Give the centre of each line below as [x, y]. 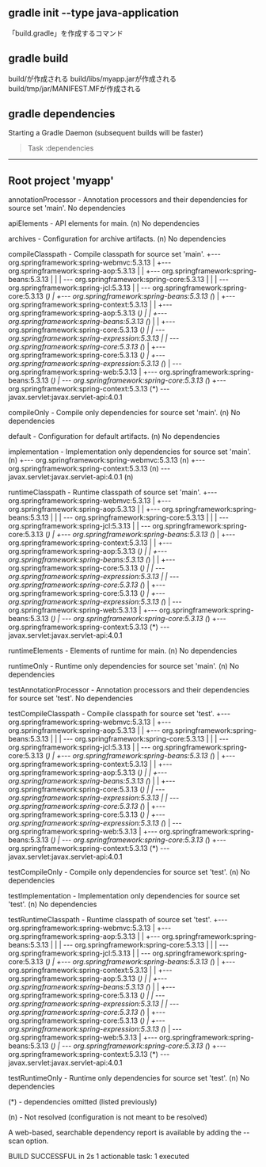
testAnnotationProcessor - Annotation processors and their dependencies [129, 690]
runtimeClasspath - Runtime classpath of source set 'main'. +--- [113, 492]
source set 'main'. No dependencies [67, 208]
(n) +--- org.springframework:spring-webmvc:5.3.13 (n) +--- [107, 460]
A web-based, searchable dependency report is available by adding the [125, 1133]
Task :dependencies [61, 148]
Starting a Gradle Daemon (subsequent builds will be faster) [106, 133]
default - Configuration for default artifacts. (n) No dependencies [114, 437]
